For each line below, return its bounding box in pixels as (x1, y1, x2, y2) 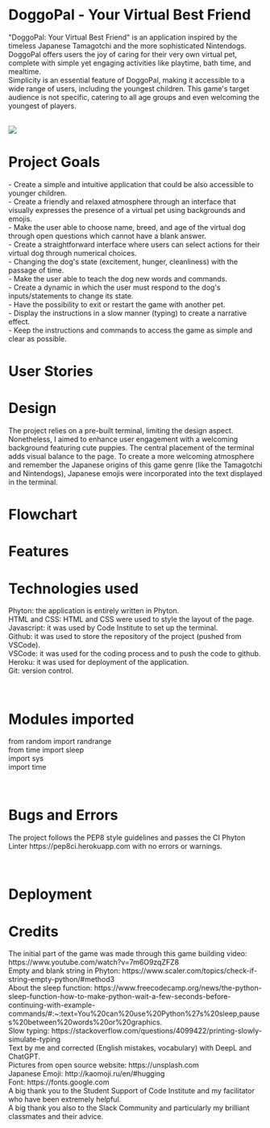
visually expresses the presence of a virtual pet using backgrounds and (8, 205, 246, 215)
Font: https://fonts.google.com (8, 1077, 110, 1087)
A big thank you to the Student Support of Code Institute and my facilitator (8, 1086, 255, 1096)
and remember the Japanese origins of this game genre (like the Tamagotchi (8, 460, 264, 470)
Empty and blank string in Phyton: (8, 966, 121, 976)
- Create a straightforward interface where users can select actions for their (8, 240, 260, 249)
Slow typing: (8, 1026, 50, 1036)
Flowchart (8, 506, 78, 524)
